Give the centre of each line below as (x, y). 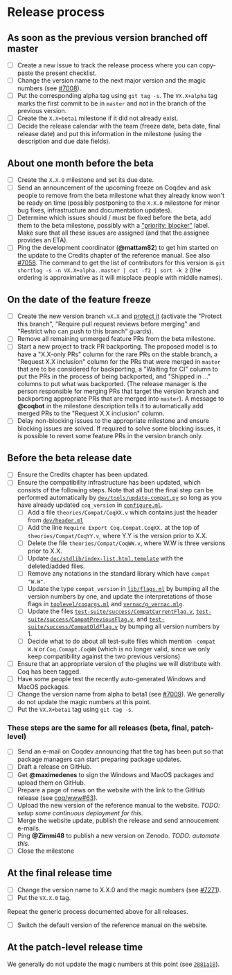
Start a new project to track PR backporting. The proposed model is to (117, 347)
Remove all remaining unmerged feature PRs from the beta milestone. (116, 339)
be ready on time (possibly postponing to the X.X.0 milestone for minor (118, 203)
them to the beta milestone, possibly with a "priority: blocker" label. (113, 226)
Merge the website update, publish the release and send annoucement (118, 820)
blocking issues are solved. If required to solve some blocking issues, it (119, 428)
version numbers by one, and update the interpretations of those (120, 596)
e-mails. (29, 828)
